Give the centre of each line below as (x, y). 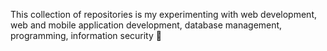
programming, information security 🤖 (86, 35)
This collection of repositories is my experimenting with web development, (163, 14)
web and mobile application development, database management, (146, 25)
